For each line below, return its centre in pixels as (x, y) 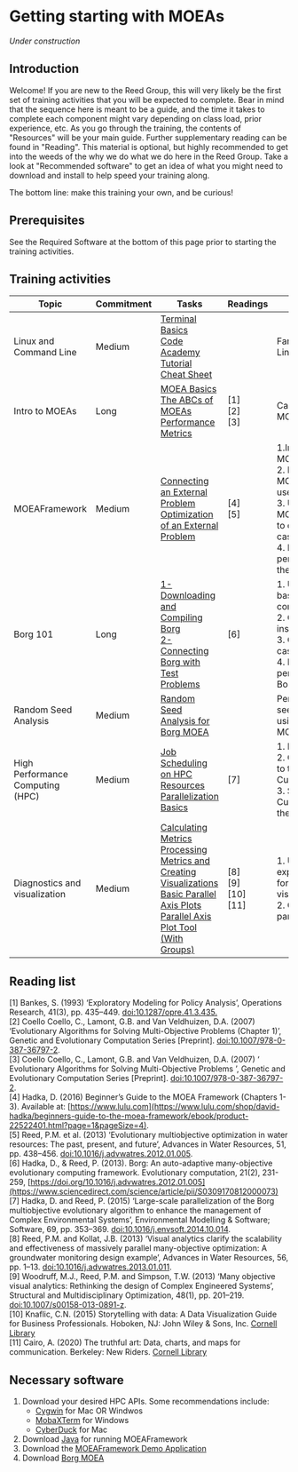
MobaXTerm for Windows (82, 1420)
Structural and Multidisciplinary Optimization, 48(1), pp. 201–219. (127, 1295)
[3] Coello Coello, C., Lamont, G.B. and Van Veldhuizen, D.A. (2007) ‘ (134, 1060)
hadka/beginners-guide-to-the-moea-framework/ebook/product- (129, 1116)
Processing (184, 850)
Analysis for (185, 721)
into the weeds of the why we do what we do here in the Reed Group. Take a (149, 156)
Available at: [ (46, 1107)
